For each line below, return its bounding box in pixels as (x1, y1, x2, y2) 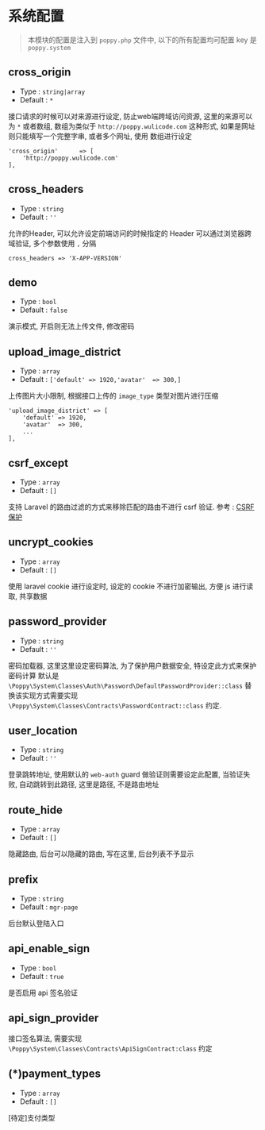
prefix (8, 873, 39, 886)
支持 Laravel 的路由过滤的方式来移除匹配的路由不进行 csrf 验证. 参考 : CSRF (8, 502, 255, 511)
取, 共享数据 (8, 591, 48, 600)
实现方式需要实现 (21, 690, 78, 700)
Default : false (19, 305, 68, 314)
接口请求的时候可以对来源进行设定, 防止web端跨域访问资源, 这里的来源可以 (8, 111, 252, 121)
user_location (8, 724, 78, 738)
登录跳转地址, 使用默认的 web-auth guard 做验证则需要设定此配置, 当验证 (8, 769, 244, 779)
